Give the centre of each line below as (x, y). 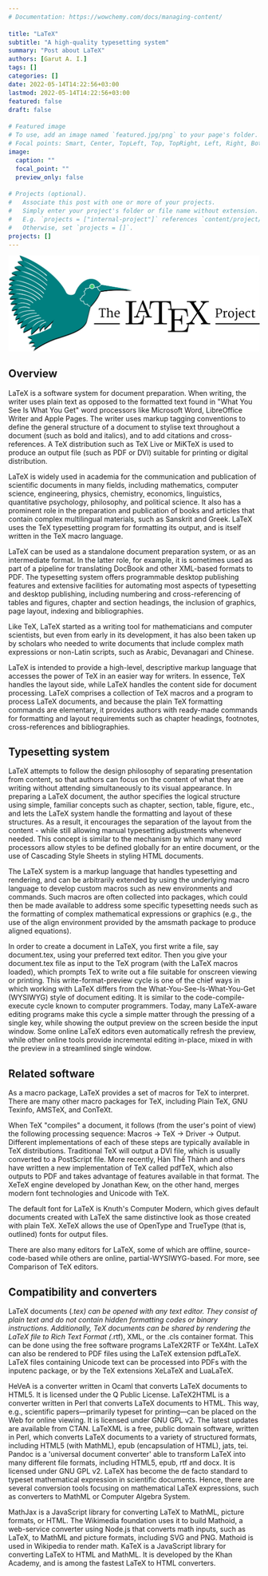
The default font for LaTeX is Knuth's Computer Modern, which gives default (134, 1209)
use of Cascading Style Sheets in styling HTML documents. (106, 856)
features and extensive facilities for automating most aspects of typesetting (132, 585)
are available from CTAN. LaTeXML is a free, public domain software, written (134, 1429)
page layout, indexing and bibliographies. (76, 611)
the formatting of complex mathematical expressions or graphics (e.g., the (130, 914)
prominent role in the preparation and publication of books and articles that (132, 510)
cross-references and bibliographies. (69, 727)
